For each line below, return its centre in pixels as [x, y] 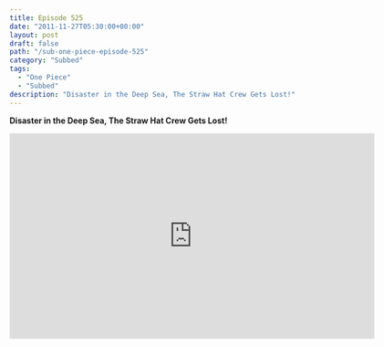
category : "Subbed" [47, 60]
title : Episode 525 [47, 18]
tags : [20, 69]
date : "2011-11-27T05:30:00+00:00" [77, 26]
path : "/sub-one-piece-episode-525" [79, 52]
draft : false [34, 43]
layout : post [34, 35]
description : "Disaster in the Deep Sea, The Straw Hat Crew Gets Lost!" [153, 94]
